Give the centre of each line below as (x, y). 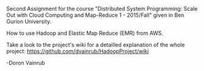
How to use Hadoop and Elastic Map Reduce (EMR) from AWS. (85, 33)
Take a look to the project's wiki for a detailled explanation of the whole (96, 45)
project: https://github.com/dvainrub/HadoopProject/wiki (78, 51)
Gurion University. (29, 21)
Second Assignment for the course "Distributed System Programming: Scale (102, 9)
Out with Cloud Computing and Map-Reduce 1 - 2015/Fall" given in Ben (95, 15)
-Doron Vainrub (26, 63)
